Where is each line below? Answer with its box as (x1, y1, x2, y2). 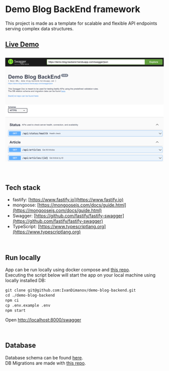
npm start (5, 308, 26, 313)
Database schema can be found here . (5, 354, 83, 360)
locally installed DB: (5, 278, 46, 284)
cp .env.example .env (5, 303, 51, 308)
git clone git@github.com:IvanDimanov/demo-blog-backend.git (5, 288, 136, 293)
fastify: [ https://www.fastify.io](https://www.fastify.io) (12, 197, 124, 203)
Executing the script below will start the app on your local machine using (5, 272, 156, 278)
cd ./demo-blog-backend (5, 293, 55, 298)
